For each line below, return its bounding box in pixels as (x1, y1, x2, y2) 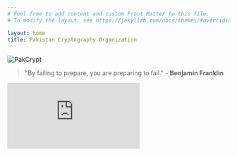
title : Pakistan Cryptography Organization (7, 36, 138, 43)
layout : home (7, 30, 46, 37)
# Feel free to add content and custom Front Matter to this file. (7, 10, 210, 18)
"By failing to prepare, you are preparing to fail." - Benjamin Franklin (24, 69, 224, 77)
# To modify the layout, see (7, 17, 93, 24)
